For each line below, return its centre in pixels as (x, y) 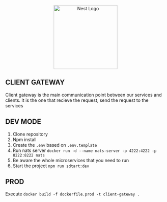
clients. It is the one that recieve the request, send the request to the (77, 100)
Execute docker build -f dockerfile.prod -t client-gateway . (73, 194)
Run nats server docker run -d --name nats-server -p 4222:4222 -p (85, 150)
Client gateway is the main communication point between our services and (83, 95)
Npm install (24, 139)
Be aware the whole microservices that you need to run (71, 160)
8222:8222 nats (29, 155)
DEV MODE (23, 122)
